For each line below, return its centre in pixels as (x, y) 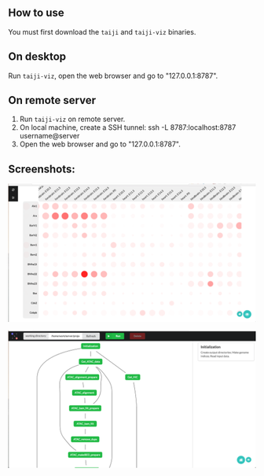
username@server (49, 136)
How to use (36, 13)
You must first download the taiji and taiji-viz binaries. (102, 31)
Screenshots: (42, 169)
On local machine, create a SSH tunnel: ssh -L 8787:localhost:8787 (128, 127)
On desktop (37, 57)
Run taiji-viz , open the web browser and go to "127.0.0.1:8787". (113, 76)
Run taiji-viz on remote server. (72, 119)
